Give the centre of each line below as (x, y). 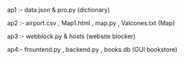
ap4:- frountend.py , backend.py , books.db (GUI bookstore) (92, 49)
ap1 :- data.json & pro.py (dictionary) (59, 10)
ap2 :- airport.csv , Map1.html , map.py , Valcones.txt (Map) (91, 23)
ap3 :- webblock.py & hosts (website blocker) (71, 36)
